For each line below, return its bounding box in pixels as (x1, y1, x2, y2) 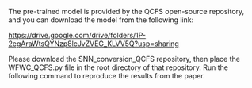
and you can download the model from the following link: (8, 15, 194, 25)
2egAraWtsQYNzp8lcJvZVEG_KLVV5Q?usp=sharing (8, 39, 180, 48)
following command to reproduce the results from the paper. (8, 71, 205, 80)
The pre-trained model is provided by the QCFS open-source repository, (8, 7, 245, 16)
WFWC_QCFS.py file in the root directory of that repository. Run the (8, 63, 228, 72)
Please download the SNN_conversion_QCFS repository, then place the (8, 55, 240, 63)
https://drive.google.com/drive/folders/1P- (8, 31, 147, 40)
